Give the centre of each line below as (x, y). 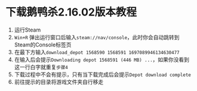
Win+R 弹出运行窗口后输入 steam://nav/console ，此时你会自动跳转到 (97, 37)
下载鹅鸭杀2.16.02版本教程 (71, 12)
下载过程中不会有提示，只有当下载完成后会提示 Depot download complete (103, 74)
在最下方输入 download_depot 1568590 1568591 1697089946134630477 (97, 52)
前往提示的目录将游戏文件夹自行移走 (59, 81)
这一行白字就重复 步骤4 (41, 67)
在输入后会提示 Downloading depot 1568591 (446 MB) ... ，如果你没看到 (101, 59)
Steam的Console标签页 (43, 45)
